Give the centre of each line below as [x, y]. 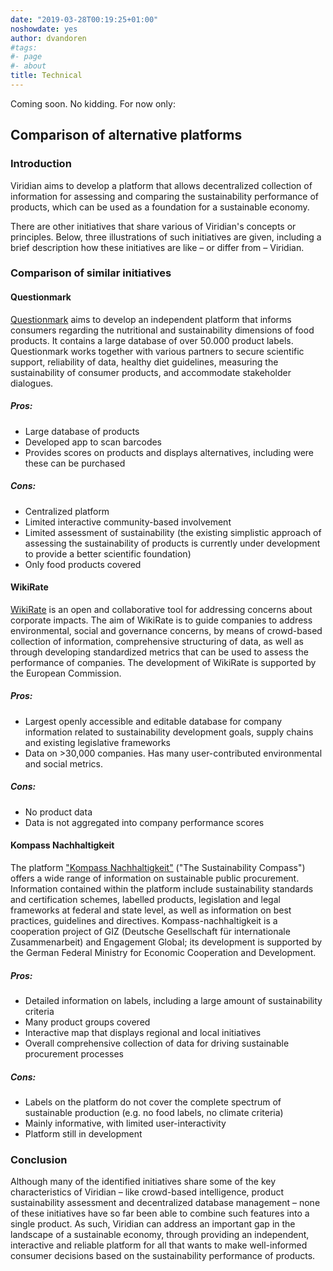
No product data [58, 812]
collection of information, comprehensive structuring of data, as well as [157, 641]
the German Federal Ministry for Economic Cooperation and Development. [163, 952]
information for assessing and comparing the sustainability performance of [165, 196]
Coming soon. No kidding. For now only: [93, 103]
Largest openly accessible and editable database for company [153, 721]
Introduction [41, 164]
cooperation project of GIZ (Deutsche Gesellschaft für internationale [150, 931]
